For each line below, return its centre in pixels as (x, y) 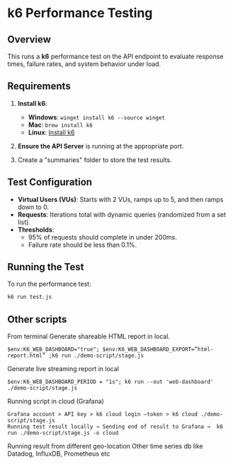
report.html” (27, 356)
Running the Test (46, 267)
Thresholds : (36, 230)
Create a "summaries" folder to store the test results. (95, 160)
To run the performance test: (49, 284)
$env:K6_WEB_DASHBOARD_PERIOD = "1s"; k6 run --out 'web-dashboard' (110, 382)
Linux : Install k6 (51, 132)
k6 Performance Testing (80, 13)
